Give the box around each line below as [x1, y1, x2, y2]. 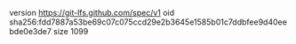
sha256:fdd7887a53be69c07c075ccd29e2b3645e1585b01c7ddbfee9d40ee [9, 17, 287, 27]
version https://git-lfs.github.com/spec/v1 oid [9, 8, 175, 18]
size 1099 [52, 26, 89, 36]
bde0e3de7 [9, 26, 52, 36]
